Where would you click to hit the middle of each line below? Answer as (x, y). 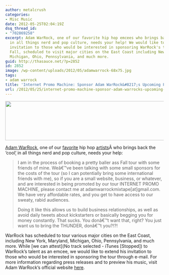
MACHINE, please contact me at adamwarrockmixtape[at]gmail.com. (89, 189)
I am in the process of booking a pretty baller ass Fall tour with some (89, 162)
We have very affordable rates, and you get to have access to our (85, 195)
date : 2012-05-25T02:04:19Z (35, 24)
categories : (18, 15)
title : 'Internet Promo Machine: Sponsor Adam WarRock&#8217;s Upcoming (83, 84)
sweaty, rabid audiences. (44, 200)
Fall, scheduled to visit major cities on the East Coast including (83, 52)
